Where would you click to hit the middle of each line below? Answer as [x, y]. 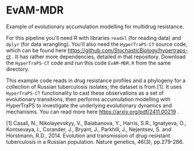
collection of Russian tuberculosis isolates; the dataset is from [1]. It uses [94, 86]
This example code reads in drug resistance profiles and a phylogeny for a [96, 80]
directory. [18, 69]
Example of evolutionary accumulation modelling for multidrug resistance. [95, 26]
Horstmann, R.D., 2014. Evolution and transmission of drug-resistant [88, 135]
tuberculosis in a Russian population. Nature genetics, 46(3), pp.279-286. [95, 142]
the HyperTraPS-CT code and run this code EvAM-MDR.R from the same [89, 63]
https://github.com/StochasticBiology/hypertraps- [128, 50]
